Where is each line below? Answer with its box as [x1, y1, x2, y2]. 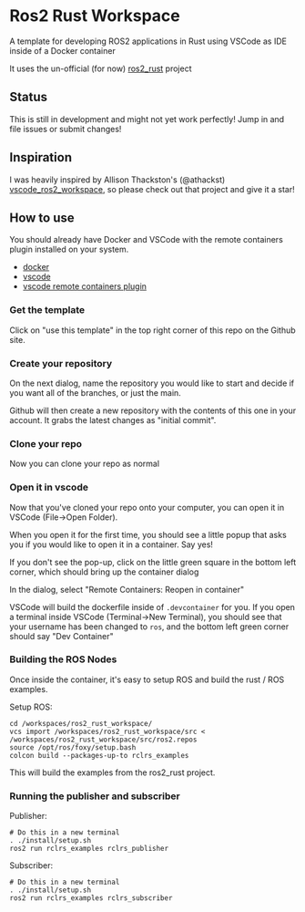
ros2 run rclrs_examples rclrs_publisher [9, 845, 169, 854]
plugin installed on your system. [9, 244, 129, 255]
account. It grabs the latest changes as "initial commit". [9, 414, 217, 425]
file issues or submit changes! [9, 123, 122, 134]
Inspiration [9, 150, 73, 165]
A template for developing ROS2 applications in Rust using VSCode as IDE [9, 36, 287, 47]
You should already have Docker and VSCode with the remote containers [9, 234, 284, 245]
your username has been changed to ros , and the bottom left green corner [9, 621, 290, 632]
